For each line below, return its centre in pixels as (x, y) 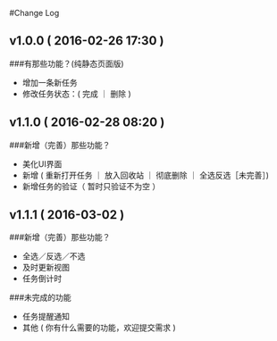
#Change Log (34, 13)
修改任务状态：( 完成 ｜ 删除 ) (76, 94)
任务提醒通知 (46, 317)
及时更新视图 (46, 268)
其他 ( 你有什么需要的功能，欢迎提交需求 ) (99, 328)
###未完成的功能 (40, 297)
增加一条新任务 (50, 82)
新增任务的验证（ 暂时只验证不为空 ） (91, 186)
